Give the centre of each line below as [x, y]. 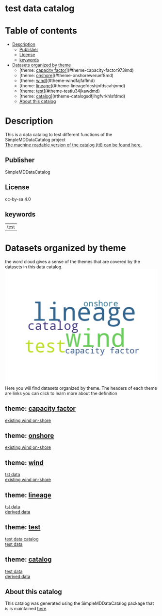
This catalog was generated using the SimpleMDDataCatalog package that [80, 603]
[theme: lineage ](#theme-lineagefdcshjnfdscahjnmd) [72, 86]
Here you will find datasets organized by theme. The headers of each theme [81, 388]
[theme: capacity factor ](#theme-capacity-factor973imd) [77, 70]
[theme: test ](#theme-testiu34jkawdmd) [60, 91]
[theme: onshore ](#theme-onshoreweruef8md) [66, 76]
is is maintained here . [26, 609]
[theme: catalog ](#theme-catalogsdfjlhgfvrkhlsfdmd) [72, 96]
